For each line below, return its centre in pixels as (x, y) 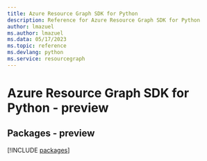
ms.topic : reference (37, 46)
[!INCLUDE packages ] (39, 150)
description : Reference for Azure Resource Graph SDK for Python (104, 20)
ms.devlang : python (35, 53)
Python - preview (58, 108)
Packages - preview (51, 134)
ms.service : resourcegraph (46, 59)
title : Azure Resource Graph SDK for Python (73, 14)
